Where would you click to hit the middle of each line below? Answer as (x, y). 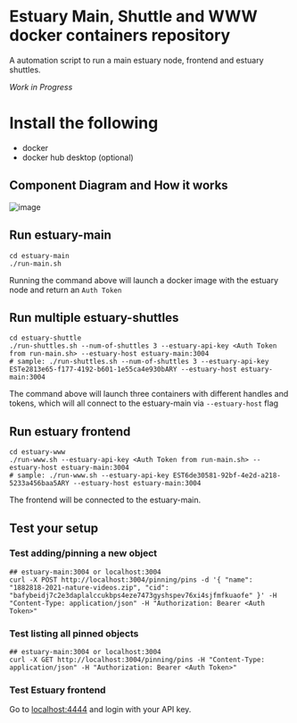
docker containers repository (120, 35)
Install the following (84, 123)
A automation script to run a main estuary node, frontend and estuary (137, 60)
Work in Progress (41, 87)
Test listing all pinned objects (74, 634)
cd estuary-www (37, 452)
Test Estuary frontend (58, 690)
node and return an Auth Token (66, 290)
